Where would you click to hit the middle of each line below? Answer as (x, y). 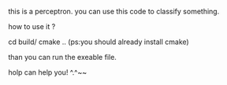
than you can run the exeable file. (62, 57)
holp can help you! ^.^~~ (48, 72)
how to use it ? (32, 26)
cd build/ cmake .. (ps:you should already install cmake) (99, 42)
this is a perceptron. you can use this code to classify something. (114, 11)
